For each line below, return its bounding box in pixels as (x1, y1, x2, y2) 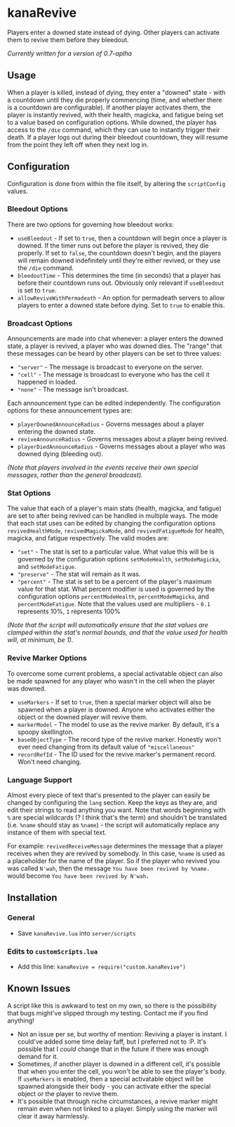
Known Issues (7, 982, 71, 994)
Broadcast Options (7, 318, 73, 328)
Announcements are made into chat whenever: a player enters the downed (7, 335, 223, 343)
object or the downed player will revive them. (17, 712, 148, 721)
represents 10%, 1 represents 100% (17, 607, 121, 615)
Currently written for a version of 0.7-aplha (7, 49, 132, 58)
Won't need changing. (17, 757, 82, 766)
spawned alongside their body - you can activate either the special (17, 1082, 211, 1091)
